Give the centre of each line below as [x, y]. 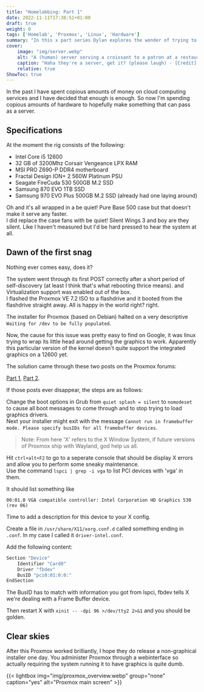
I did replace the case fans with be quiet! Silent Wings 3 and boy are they [98, 221]
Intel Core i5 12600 [39, 157]
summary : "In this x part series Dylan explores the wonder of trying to [102, 40]
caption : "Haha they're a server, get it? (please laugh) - [95, 63]
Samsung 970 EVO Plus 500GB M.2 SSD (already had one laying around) [106, 196]
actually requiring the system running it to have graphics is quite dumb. [95, 664]
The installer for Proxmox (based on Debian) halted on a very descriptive [97, 316]
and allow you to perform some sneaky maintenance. [73, 464]
